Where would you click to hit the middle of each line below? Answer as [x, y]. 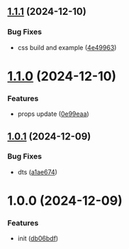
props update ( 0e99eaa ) [54, 114]
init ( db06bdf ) [38, 238]
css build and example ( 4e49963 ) [67, 47]
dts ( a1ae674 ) [38, 172]
